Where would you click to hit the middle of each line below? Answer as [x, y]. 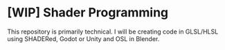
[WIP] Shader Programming [88, 13]
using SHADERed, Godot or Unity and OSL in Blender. [83, 38]
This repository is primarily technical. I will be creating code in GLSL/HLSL [113, 32]
